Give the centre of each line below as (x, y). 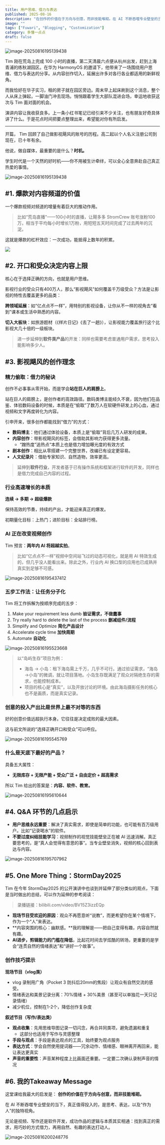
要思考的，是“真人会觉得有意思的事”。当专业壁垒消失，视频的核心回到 (83, 843)
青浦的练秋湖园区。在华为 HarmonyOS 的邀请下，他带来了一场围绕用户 (77, 67)
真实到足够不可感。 (37, 568)
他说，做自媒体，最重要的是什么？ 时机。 (46, 150)
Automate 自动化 (29, 638)
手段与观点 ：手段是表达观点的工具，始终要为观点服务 (66, 1040)
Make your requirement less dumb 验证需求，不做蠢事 (67, 614)
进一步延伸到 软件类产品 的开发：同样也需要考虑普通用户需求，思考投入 (88, 339)
